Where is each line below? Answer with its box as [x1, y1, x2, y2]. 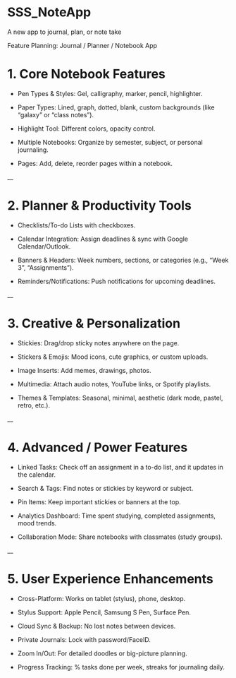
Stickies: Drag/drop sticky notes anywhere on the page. [17, 338, 180, 347]
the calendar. [17, 470, 56, 479]
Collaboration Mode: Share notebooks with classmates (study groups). [17, 533, 223, 541]
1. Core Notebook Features [7, 66, 166, 82]
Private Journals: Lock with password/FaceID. [17, 635, 151, 643]
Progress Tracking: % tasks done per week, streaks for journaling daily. [17, 662, 225, 671]
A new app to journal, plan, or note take [7, 28, 122, 36]
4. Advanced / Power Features [7, 439, 188, 456]
